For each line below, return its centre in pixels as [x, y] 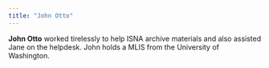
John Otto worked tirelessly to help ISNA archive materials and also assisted [135, 38]
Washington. [29, 55]
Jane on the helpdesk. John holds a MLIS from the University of [114, 47]
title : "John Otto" [41, 16]
